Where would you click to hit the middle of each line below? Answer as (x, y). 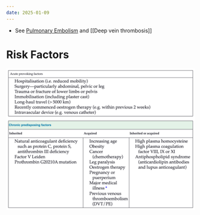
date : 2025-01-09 (28, 13)
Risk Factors (38, 54)
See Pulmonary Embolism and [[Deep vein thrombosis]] (83, 31)
